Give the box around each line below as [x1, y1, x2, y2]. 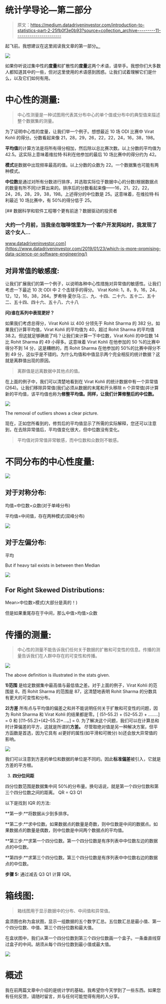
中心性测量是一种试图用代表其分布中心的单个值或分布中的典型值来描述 [17, 112, 161, 118]
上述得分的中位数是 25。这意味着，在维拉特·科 [65, 191, 160, 197]
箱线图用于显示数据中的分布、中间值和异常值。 [17, 908, 113, 914]
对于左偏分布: [5, 538, 47, 547]
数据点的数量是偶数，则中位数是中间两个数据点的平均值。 [9, 827, 126, 833]
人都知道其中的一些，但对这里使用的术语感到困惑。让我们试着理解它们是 [5, 69, 152, 75]
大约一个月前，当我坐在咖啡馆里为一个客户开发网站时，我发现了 [5, 221, 157, 228]
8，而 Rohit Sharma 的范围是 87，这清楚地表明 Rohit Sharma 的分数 [14, 689, 153, 695]
